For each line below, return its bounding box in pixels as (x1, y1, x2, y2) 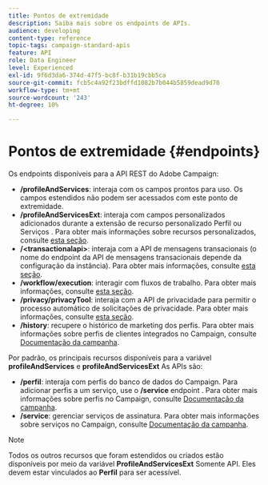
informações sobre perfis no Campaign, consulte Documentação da (19, 394, 244, 404)
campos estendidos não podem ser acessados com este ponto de (19, 193, 238, 202)
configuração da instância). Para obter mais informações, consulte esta (19, 261, 256, 271)
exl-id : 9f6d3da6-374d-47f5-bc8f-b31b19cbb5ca (8, 71, 166, 79)
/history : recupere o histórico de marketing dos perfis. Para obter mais (19, 321, 254, 331)
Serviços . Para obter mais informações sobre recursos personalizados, (19, 227, 257, 237)
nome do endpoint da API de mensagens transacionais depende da (19, 253, 242, 263)
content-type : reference (8, 34, 91, 42)
